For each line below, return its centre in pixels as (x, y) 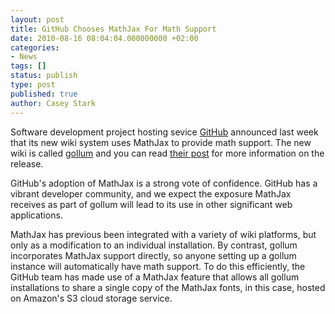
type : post (33, 85)
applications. (36, 215)
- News (24, 57)
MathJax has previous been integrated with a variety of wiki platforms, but (163, 234)
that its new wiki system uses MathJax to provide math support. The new (161, 142)
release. (27, 163)
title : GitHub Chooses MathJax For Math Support (113, 29)
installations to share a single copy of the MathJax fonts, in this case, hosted (168, 287)
